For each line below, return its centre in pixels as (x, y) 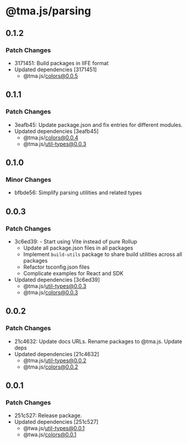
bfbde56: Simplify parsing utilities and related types (78, 193)
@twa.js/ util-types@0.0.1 (54, 428)
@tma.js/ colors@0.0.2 (51, 367)
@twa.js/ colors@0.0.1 (50, 434)
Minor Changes (28, 180)
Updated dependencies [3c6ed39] (57, 279)
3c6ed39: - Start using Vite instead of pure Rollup (75, 241)
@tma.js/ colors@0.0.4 (51, 137)
